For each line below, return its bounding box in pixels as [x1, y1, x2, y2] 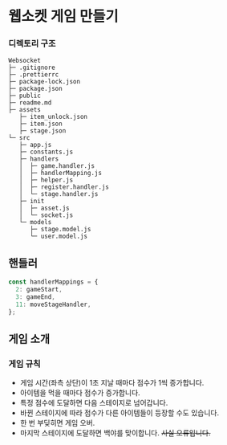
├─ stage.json [18, 127, 67, 135]
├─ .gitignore [8, 63, 56, 72]
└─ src [8, 134, 30, 142]
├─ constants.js [18, 148, 74, 157]
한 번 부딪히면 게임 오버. [19, 418, 95, 428]
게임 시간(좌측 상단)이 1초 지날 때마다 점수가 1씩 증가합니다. [19, 378, 205, 388]
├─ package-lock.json [8, 78, 81, 86]
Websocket [8, 57, 42, 65]
